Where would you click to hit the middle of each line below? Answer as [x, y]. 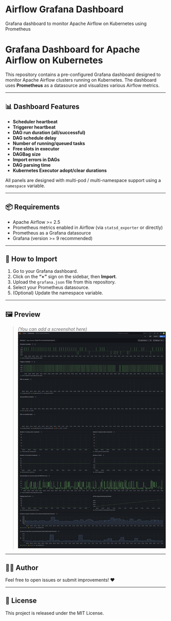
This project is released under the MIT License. [55, 613]
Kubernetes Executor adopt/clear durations [60, 170]
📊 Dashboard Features [42, 107]
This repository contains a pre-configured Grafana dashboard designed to [83, 74]
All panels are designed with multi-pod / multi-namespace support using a [83, 180]
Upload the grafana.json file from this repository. [64, 282]
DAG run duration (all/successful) [49, 132]
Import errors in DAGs [36, 160]
